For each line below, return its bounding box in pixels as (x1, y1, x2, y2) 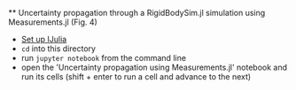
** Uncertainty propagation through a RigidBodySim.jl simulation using (8, 8, 266, 18)
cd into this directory (20, 43, 97, 54)
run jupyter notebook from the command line (20, 53, 187, 63)
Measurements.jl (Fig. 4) (8, 17, 98, 27)
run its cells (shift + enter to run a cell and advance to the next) (20, 71, 252, 82)
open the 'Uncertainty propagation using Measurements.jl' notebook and (20, 62, 288, 72)
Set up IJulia (20, 34, 67, 44)
